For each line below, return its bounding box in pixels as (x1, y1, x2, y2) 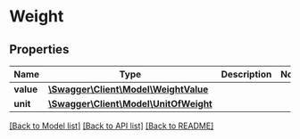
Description (221, 69, 272, 80)
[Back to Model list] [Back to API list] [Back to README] (9, 120, 214, 131)
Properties (9, 42, 70, 57)
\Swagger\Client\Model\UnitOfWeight (47, 98, 212, 110)
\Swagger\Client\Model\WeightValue (47, 83, 209, 95)
